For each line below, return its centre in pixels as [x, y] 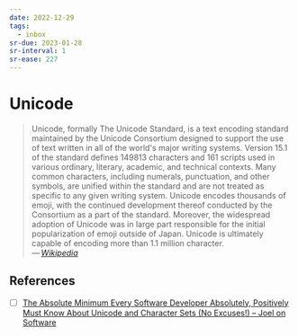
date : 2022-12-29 [42, 18]
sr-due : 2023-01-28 [46, 43]
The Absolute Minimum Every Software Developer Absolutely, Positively [156, 303]
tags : [19, 26]
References [42, 281]
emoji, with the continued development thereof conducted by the [152, 205]
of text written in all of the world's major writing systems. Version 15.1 [159, 147]
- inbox [32, 34]
